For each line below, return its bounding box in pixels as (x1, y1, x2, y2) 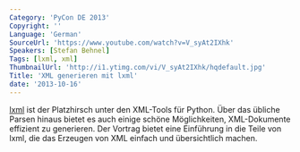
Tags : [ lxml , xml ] (9, 55, 78, 63)
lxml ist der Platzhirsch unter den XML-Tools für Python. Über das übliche (9, 104, 280, 114)
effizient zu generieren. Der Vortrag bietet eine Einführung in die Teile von (9, 122, 282, 134)
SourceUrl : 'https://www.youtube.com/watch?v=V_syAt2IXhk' (9, 38, 235, 47)
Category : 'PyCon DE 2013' (9, 13, 110, 22)
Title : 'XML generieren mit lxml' (9, 72, 139, 80)
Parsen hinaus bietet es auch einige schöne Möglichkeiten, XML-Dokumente (9, 114, 291, 124)
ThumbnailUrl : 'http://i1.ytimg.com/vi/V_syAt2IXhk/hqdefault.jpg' (9, 63, 267, 72)
